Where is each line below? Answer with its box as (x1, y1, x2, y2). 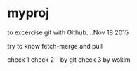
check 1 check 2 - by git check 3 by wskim (7, 55, 131, 64)
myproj (7, 5, 50, 21)
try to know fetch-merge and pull (7, 41, 103, 50)
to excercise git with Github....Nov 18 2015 (7, 28, 129, 37)
